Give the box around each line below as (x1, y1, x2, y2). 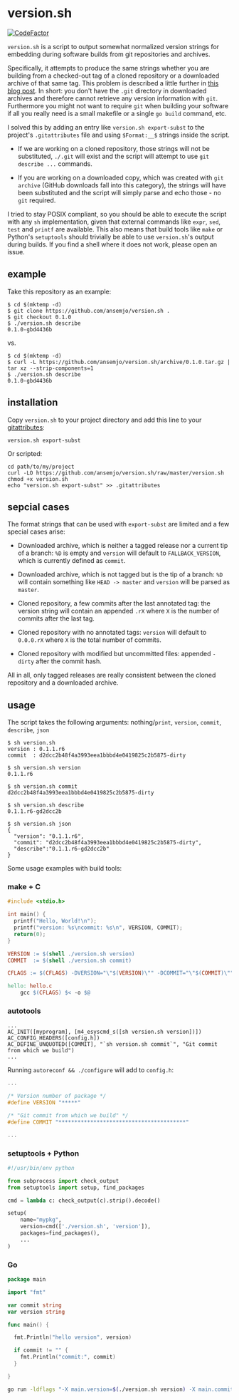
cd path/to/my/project (7, 463, 75, 470)
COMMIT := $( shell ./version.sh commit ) (7, 957, 132, 964)
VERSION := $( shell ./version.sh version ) (7, 950, 135, 958)
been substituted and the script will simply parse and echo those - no (17, 188, 222, 197)
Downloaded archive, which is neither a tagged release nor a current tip (17, 541, 228, 550)
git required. (17, 196, 56, 204)
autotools (7, 1006, 41, 1016)
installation (7, 397, 58, 409)
